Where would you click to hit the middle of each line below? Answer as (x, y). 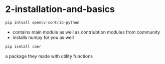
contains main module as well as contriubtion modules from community (86, 32)
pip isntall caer (23, 46)
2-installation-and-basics (60, 9)
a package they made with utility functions (49, 56)
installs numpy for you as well (43, 37)
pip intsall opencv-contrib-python (42, 22)
